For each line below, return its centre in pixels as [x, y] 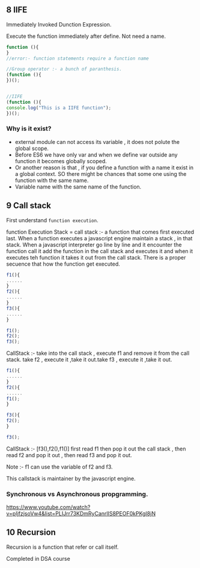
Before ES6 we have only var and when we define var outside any [96, 154]
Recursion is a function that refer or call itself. [62, 547]
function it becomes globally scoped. [61, 161]
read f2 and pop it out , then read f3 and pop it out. [69, 455]
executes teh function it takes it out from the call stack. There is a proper [96, 257]
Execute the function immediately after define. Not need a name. [86, 36]
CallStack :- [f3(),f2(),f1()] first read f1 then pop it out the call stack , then [96, 449]
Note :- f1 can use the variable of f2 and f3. [59, 467]
